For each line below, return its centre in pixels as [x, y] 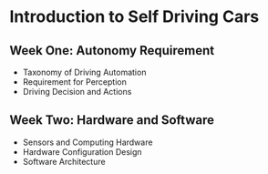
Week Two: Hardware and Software [112, 120]
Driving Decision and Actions [77, 92]
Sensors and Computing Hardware [88, 142]
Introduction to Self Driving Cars [134, 17]
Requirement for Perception [75, 82]
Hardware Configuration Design [82, 151]
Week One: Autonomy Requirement [112, 51]
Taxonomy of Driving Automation [84, 72]
